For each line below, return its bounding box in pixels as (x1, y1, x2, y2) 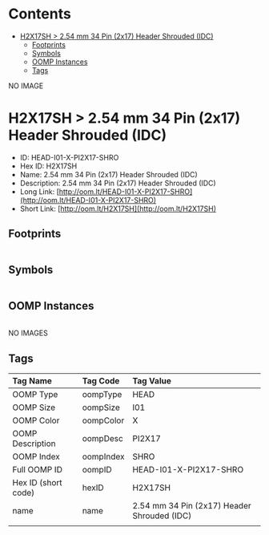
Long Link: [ (19, 186, 60, 197)
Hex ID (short (12, 477, 62, 488)
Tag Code (82, 375, 120, 387)
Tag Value (131, 375, 172, 387)
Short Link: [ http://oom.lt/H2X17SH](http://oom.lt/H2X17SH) (19, 204, 217, 213)
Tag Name (12, 375, 52, 387)
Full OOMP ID (12, 464, 62, 476)
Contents (8, 5, 72, 23)
